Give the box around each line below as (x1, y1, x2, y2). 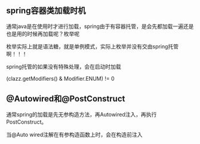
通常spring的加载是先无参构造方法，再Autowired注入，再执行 (6, 111, 157, 118)
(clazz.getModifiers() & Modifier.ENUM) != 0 (6, 75, 115, 82)
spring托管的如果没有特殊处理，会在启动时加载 (6, 63, 121, 70)
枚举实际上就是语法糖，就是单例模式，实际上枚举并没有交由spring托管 (6, 42, 179, 50)
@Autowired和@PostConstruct (6, 94, 125, 104)
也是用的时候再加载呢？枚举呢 (6, 30, 79, 37)
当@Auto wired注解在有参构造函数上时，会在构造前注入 (6, 131, 143, 138)
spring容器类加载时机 (6, 5, 86, 16)
